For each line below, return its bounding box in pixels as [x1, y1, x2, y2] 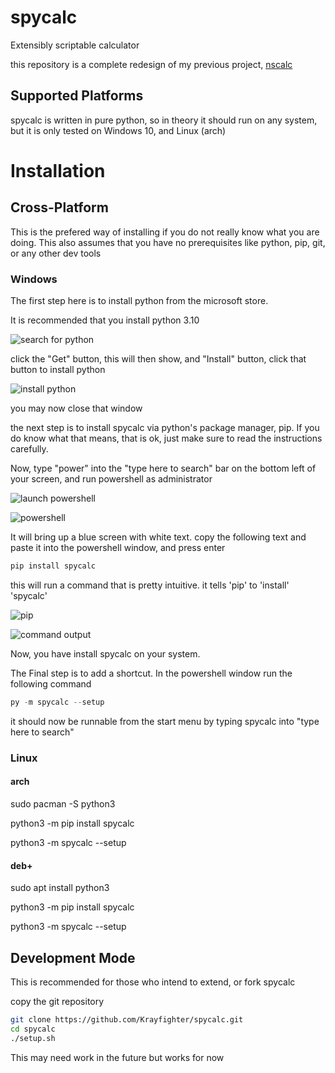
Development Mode [10, 949, 136, 966]
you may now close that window [10, 402, 143, 415]
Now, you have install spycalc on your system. [10, 647, 201, 660]
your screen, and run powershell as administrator [10, 473, 213, 485]
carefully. [10, 443, 49, 455]
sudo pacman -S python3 [10, 797, 116, 810]
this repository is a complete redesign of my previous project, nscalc [10, 58, 293, 70]
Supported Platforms [10, 87, 144, 105]
